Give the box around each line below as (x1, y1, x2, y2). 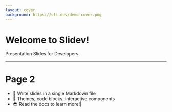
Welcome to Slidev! (5, 34, 90, 46)
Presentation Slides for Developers (5, 51, 79, 57)
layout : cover (5, 7, 36, 13)
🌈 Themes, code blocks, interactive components (12, 96, 115, 102)
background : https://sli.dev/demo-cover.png (5, 12, 102, 17)
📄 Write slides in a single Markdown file (12, 90, 96, 97)
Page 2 (5, 73, 35, 85)
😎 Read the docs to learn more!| (12, 101, 82, 107)
